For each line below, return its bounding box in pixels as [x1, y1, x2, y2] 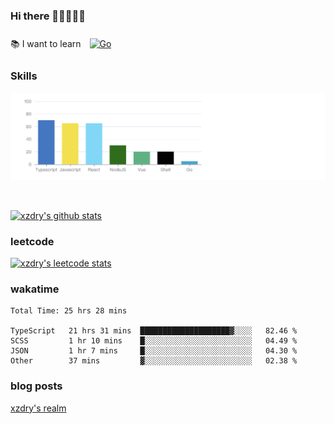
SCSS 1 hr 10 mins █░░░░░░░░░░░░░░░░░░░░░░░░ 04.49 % [10, 336, 298, 346]
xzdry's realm [10, 402, 67, 414]
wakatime [10, 282, 60, 296]
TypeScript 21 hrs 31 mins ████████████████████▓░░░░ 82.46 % [10, 326, 298, 336]
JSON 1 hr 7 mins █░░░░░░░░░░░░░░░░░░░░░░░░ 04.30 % [10, 346, 298, 356]
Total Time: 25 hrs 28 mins [10, 306, 128, 316]
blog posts [10, 379, 63, 393]
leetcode [10, 234, 55, 248]
